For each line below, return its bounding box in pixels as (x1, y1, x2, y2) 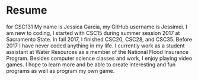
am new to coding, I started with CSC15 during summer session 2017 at (6, 29, 180, 36)
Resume (6, 4, 47, 17)
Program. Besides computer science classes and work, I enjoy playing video (6, 55, 193, 62)
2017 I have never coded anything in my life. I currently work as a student (6, 42, 185, 49)
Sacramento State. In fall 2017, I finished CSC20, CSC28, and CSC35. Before (6, 36, 193, 43)
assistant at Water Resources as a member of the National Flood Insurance (6, 48, 189, 55)
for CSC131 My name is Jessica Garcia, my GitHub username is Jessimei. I (6, 23, 188, 30)
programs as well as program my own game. (6, 67, 115, 74)
